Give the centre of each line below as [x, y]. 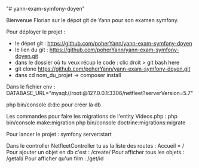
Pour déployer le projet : [36, 32]
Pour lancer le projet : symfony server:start [59, 134]
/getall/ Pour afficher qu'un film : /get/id [55, 158]
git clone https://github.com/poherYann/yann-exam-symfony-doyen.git [102, 69]
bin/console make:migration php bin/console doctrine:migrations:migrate [96, 123]
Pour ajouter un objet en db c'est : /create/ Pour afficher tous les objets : [95, 152]
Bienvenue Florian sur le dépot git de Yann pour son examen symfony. [93, 20]
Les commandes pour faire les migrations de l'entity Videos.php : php [92, 116]
